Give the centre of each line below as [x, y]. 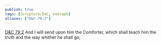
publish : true [19, 9]
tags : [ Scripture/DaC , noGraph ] [38, 14]
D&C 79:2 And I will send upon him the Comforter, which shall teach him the [81, 32]
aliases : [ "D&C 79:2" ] [28, 18]
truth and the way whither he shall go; [43, 37]
